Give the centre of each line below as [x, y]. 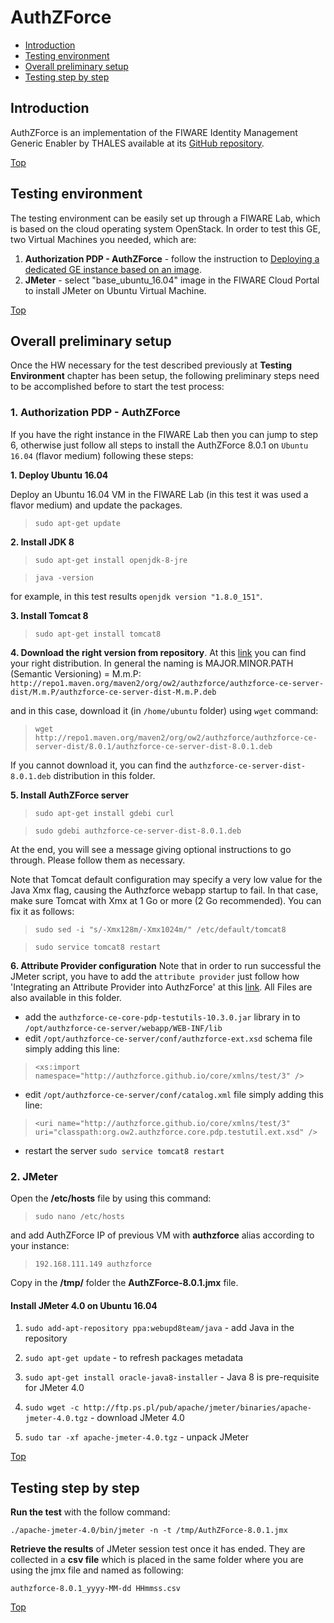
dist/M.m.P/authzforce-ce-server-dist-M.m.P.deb [113, 692]
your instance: [40, 1245]
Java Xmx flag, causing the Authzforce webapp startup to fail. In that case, [164, 890]
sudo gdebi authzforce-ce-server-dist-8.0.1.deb [138, 831]
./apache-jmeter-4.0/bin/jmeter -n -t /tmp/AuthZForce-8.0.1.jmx [149, 1530]
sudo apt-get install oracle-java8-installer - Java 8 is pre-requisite [172, 1377]
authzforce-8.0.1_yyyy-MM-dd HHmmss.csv [96, 1588]
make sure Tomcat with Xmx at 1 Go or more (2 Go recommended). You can [166, 900]
